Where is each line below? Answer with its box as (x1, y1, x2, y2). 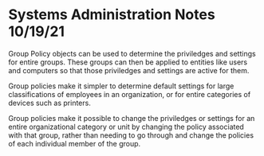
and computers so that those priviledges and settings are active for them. (8, 65, 250, 75)
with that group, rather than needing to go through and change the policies (8, 130, 254, 140)
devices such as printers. (8, 98, 92, 107)
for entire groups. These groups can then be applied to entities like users (8, 57, 248, 67)
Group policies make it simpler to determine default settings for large (8, 81, 234, 91)
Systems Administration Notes (8, 6, 215, 24)
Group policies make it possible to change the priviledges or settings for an (8, 113, 255, 123)
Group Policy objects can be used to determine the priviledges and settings (8, 49, 257, 58)
